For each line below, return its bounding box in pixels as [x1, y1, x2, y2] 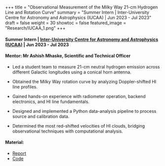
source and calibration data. [12, 113, 70, 119]
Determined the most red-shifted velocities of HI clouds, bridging [12, 123, 145, 129]
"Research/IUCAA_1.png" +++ [5, 25, 66, 31]
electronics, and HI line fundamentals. [12, 99, 90, 104]
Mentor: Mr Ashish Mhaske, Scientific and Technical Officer [5, 53, 131, 59]
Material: [5, 139, 24, 145]
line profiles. [12, 84, 38, 90]
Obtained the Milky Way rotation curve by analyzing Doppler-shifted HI [12, 78, 157, 84]
